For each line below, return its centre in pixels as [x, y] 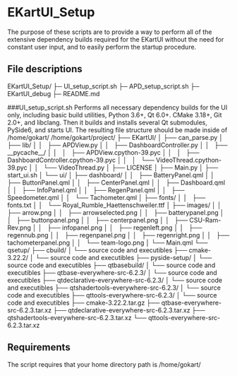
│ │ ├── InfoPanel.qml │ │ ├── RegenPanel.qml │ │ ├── [96, 190]
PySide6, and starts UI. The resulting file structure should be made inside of [117, 130]
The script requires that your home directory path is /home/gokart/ [104, 364]
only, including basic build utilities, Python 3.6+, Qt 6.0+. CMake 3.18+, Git [115, 114]
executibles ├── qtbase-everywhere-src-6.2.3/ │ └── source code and [112, 272]
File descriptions [45, 69]
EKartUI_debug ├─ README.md [54, 93]
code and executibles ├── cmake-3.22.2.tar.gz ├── [84, 302]
